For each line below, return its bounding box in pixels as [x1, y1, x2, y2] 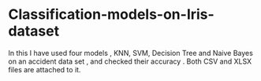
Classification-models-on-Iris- [8, 6, 214, 24]
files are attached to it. [8, 64, 81, 74]
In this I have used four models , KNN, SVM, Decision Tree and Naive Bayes [8, 48, 254, 57]
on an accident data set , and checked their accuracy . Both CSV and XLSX [8, 57, 252, 66]
